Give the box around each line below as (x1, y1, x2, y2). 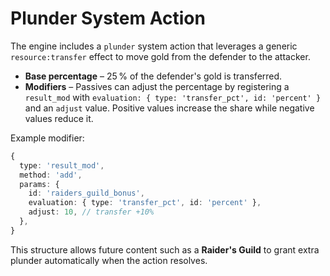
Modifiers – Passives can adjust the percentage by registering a (24, 80, 290, 92)
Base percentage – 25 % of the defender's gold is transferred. (24, 70, 283, 82)
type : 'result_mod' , (19, 160, 105, 171)
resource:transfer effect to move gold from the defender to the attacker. (10, 50, 311, 62)
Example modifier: (10, 132, 85, 144)
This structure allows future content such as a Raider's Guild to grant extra (10, 243, 320, 256)
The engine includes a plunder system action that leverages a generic (10, 40, 298, 52)
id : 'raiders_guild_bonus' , (28, 188, 145, 199)
